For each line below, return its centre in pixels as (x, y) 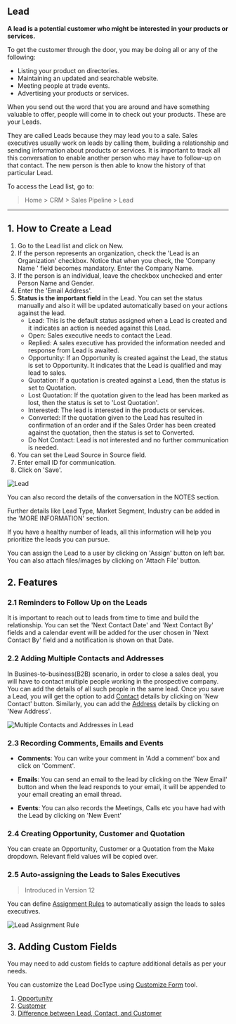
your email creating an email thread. (69, 794)
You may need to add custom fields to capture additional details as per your (117, 964)
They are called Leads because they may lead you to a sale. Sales (103, 135)
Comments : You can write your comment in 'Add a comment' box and (118, 758)
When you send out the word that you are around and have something (109, 107)
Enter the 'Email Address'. (55, 290)
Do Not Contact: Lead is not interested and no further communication (128, 440)
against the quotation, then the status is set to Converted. (111, 433)
